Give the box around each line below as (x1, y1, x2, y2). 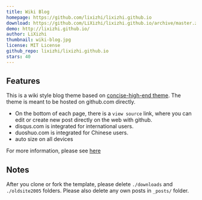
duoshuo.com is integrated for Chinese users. (14, 129, 129, 136)
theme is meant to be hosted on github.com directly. (6, 98, 136, 105)
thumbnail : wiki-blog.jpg (6, 37, 71, 43)
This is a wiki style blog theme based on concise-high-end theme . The (6, 92, 182, 99)
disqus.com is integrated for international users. (14, 123, 134, 130)
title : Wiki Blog (6, 8, 50, 15)
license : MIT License (6, 43, 61, 49)
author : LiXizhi (6, 31, 47, 37)
